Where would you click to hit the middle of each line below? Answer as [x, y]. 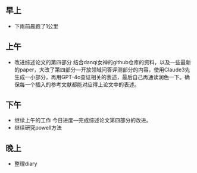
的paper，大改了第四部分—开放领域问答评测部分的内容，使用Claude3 [99, 70]
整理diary [26, 164]
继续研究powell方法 [38, 128]
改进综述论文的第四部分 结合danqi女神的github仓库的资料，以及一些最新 [103, 62]
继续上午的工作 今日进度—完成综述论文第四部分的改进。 [83, 120]
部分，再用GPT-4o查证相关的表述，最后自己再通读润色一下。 [110, 77]
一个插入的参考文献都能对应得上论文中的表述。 [82, 84]
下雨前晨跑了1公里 [36, 26]
